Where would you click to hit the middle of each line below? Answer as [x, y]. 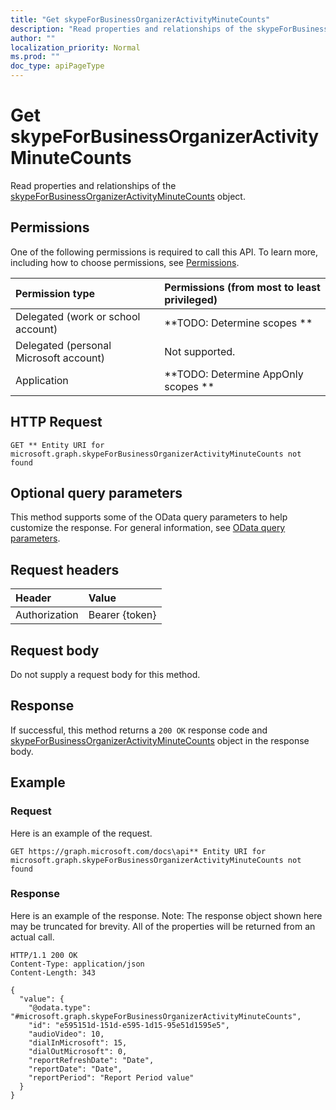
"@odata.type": [60, 1007]
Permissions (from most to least [242, 287]
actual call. [32, 937]
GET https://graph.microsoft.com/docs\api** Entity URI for [138, 851]
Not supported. [200, 351]
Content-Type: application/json [77, 964]
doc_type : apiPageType [57, 66]
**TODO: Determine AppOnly [234, 374]
